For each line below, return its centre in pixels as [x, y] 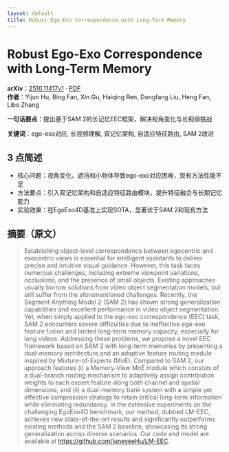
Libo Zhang [23, 105]
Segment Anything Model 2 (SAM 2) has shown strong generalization [122, 302]
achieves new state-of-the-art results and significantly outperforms [120, 419]
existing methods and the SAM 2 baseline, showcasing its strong [116, 427]
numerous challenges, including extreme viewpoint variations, [112, 273]
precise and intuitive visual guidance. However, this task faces [112, 265]
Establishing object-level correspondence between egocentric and [118, 251]
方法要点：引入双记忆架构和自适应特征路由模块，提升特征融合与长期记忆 [119, 193]
